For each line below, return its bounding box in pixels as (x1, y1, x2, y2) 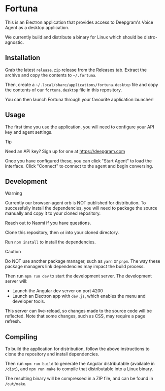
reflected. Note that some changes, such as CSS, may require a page (5, 313, 146, 319)
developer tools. (12, 298, 45, 304)
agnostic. (5, 39, 24, 45)
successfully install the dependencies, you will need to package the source (5, 205, 158, 211)
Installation (5, 54, 40, 62)
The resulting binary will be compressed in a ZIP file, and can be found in (5, 376, 154, 382)
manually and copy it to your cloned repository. (5, 210, 101, 216)
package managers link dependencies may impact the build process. (5, 264, 145, 270)
